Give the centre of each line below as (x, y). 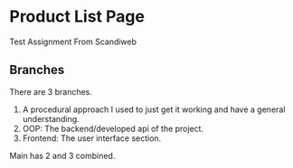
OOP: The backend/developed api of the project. (113, 128)
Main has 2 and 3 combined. (62, 155)
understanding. (51, 118)
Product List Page (77, 17)
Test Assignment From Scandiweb (73, 42)
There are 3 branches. (51, 91)
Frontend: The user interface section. (92, 138)
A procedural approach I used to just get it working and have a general (154, 109)
